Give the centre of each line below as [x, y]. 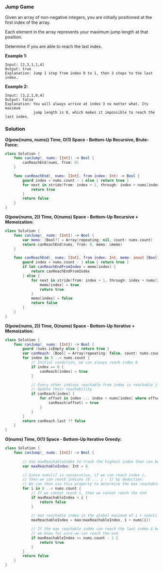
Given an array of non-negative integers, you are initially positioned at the [79, 17]
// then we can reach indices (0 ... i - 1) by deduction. [83, 480]
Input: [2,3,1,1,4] [25, 65]
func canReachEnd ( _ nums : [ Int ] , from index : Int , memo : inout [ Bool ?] [88, 258]
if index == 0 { [47, 367]
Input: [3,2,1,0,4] [25, 96]
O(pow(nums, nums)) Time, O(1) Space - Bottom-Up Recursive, [70, 139]
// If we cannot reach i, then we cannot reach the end [89, 493]
